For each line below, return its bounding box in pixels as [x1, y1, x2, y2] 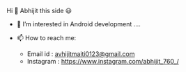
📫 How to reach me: [16, 34, 77, 42]
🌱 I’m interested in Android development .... [16, 20, 141, 28]
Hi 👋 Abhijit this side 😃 [6, 7, 72, 15]
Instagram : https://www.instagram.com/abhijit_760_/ [26, 57, 179, 65]
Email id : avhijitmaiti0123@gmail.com [26, 50, 135, 58]
